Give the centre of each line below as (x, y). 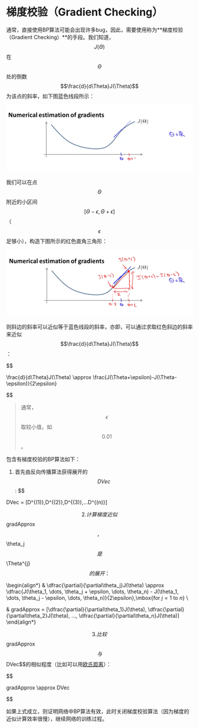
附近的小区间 (22, 202)
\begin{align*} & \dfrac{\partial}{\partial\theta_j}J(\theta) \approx (85, 585)
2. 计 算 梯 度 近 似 (99, 514)
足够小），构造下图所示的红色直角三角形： (57, 241)
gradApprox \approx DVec (38, 687)
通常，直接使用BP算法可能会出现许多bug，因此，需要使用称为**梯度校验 (95, 30)
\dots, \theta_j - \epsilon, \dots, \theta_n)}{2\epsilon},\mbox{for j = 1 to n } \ (97, 597)
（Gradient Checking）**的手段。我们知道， (60, 37)
